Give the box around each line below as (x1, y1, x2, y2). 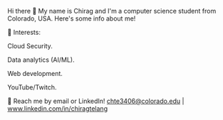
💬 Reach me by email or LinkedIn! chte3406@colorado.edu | (7, 97, 185, 105)
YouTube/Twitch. (7, 83, 57, 92)
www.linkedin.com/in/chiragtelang (7, 104, 108, 113)
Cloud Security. (7, 42, 53, 50)
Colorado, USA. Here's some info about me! (7, 14, 136, 23)
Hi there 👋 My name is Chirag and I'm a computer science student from (7, 7, 217, 15)
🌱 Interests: (7, 28, 41, 36)
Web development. (7, 70, 63, 77)
